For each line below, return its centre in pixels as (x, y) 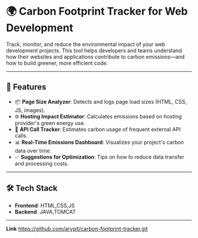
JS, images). (30, 110)
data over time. (33, 150)
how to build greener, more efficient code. (57, 63)
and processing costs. (42, 163)
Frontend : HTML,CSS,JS (44, 205)
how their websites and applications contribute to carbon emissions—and (95, 57)
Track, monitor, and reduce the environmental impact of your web (86, 44)
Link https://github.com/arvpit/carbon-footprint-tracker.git (77, 229)
